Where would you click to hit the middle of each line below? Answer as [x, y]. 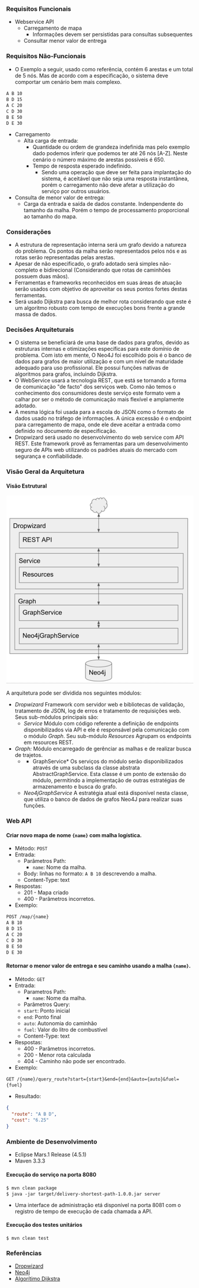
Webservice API [34, 22]
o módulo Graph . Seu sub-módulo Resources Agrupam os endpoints [108, 736]
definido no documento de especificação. [66, 431]
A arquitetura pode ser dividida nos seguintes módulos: [74, 693]
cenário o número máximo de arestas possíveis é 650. [99, 159]
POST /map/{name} [28, 917]
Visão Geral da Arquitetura [45, 472]
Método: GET [30, 979]
